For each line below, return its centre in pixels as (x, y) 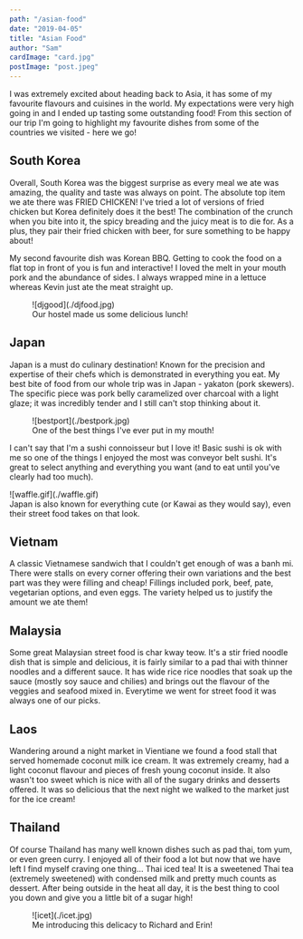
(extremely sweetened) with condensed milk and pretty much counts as (143, 878)
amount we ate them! (49, 602)
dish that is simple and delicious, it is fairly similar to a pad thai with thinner (149, 663)
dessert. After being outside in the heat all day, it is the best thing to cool (145, 887)
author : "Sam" (36, 48)
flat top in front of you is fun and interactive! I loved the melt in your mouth (148, 267)
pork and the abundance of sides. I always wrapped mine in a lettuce (138, 277)
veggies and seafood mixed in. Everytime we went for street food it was (143, 691)
